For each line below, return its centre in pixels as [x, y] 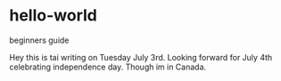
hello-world [54, 16]
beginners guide [39, 40]
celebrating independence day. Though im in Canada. [108, 67]
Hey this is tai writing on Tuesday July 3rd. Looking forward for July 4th [141, 57]
